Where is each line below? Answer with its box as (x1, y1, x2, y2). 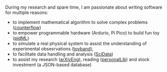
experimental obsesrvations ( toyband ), (12, 46, 94, 51)
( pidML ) (12, 35, 29, 41)
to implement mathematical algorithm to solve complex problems (12, 19, 148, 25)
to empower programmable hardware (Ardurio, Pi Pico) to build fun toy (12, 30, 160, 35)
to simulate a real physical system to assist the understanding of (12, 40, 147, 46)
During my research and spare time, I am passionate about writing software (5, 4, 162, 10)
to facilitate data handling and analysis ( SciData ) (12, 51, 114, 57)
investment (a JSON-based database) (12, 62, 92, 67)
